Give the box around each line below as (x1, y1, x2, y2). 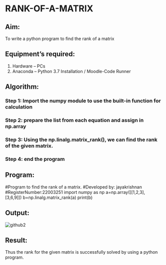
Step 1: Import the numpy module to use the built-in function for (5, 97, 161, 104)
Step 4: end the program (5, 155, 65, 162)
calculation (5, 104, 33, 111)
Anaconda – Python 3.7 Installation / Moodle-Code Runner (12, 68, 131, 74)
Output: (5, 209, 30, 217)
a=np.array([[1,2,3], (105, 189, 145, 195)
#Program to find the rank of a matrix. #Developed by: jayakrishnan (5, 184, 142, 190)
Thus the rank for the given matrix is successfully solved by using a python (5, 249, 158, 255)
